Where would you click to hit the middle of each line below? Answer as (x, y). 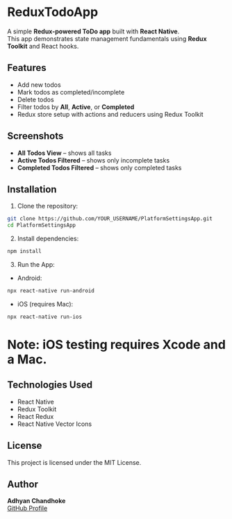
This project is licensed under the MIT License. (74, 462)
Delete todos (35, 99)
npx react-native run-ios (44, 317)
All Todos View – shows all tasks (64, 153)
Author (23, 484)
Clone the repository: (48, 206)
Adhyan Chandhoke (36, 501)
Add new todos (39, 85)
